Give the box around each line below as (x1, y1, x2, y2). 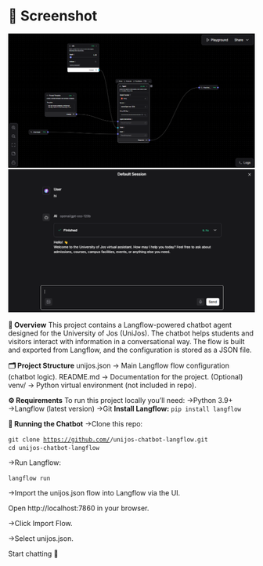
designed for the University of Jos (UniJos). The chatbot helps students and (8, 328, 254, 338)
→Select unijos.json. (8, 533, 74, 543)
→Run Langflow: (8, 458, 61, 467)
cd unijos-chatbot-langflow (8, 444, 100, 452)
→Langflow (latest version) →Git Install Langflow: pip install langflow (8, 404, 241, 413)
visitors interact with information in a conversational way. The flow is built (8, 336, 245, 346)
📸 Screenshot (8, 7, 98, 25)
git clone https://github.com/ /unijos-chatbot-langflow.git (8, 435, 209, 444)
